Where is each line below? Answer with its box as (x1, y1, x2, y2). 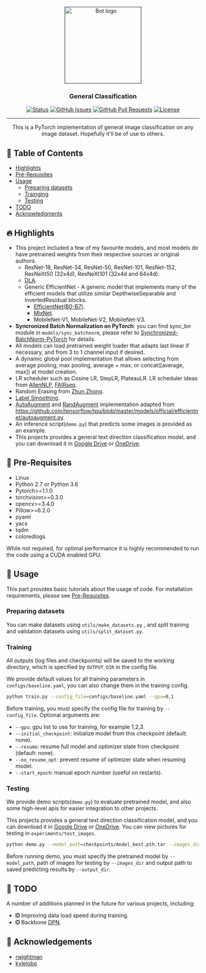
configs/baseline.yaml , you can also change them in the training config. (6, 682, 189, 689)
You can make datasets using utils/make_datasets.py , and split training (6, 621, 189, 628)
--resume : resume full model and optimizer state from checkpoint (15, 743, 179, 750)
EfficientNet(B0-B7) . (33, 302, 85, 310)
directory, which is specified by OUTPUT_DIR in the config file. (6, 663, 158, 671)
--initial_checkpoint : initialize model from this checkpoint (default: (15, 730, 188, 737)
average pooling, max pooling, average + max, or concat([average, (15, 361, 185, 369)
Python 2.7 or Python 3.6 (15, 480, 78, 488)
